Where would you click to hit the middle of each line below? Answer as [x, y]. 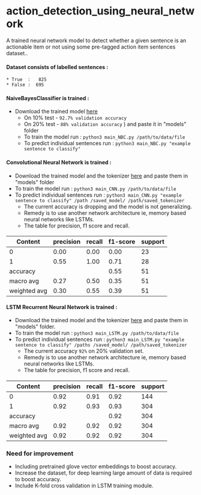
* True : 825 [26, 80]
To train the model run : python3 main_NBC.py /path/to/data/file [104, 137]
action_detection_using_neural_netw [100, 11]
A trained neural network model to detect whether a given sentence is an [96, 40]
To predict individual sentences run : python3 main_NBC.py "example [107, 143]
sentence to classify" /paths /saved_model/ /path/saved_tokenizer [101, 345]
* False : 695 [25, 85]
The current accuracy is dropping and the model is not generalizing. [108, 206]
